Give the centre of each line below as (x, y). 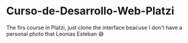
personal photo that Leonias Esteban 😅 (55, 33)
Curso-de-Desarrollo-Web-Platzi (90, 11)
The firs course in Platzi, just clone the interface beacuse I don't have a (94, 27)
